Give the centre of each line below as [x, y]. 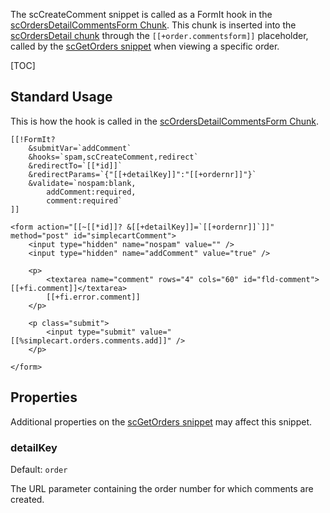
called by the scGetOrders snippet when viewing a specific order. [145, 46]
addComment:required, [91, 192]
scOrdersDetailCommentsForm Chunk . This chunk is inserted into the [153, 25]
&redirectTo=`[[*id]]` [75, 165]
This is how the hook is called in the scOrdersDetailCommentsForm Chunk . [165, 121]
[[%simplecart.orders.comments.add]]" [91, 340]
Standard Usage [61, 97]
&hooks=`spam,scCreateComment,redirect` [113, 157]
